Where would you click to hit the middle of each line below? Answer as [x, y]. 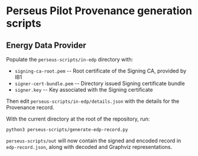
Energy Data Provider [46, 45]
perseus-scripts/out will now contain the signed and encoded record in [94, 141]
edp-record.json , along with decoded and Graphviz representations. [89, 147]
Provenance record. [30, 107]
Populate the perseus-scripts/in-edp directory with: [70, 59]
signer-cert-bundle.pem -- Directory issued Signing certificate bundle [100, 83]
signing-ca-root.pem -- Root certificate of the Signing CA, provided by [100, 71]
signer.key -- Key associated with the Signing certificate [84, 90]
